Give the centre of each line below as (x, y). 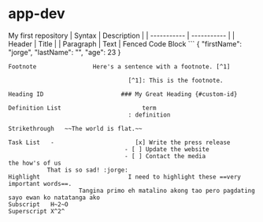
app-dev (37, 14)
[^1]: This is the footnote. (176, 80)
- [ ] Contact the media (165, 156)
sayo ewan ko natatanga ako (54, 198)
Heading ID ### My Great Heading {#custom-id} (123, 94)
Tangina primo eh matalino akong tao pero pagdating (167, 191)
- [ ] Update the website (167, 149)
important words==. (40, 183)
